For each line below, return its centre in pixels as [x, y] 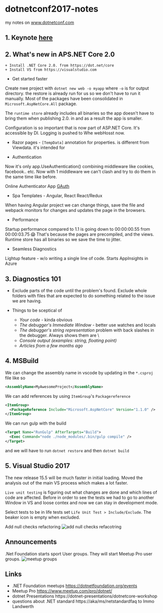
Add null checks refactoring [33, 526]
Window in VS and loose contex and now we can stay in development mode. [81, 502]
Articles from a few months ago [51, 345]
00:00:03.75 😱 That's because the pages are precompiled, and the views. [80, 234]
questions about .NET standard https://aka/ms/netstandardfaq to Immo [83, 601]
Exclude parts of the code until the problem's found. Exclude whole [79, 290]
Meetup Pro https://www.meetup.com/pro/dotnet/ [62, 591]
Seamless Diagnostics [34, 249]
